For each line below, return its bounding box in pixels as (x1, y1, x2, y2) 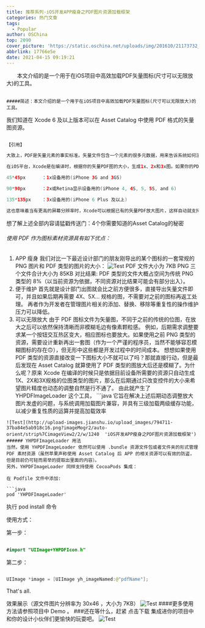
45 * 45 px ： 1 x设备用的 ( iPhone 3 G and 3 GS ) (6, 175, 122, 181)
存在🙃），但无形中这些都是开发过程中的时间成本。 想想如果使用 (36, 346, 196, 353)
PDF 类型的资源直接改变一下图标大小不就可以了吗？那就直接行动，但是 (15, 353, 193, 361)
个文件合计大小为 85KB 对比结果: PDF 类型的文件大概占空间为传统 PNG (15, 270, 194, 277)
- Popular (12, 26, 37, 32)
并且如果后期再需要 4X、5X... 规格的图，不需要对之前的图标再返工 (26, 292, 192, 300)
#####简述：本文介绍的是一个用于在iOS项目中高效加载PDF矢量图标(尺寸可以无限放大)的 (6, 98, 196, 104)
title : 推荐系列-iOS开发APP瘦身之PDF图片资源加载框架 (6, 9, 130, 15)
